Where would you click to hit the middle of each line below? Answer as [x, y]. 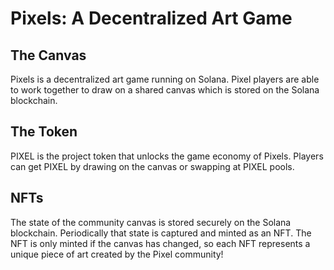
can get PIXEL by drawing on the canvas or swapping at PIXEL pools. [152, 166]
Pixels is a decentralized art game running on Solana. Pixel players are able [165, 79]
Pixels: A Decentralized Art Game [151, 18]
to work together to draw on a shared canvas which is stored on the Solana [165, 90]
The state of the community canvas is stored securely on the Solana [151, 222]
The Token [44, 132]
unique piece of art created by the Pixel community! [117, 254]
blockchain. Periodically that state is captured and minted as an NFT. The [161, 233]
